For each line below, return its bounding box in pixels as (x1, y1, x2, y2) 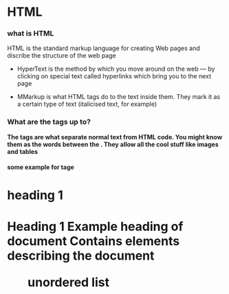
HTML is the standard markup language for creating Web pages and (7, 44, 201, 52)
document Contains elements (7, 233, 180, 249)
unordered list (27, 274, 110, 290)
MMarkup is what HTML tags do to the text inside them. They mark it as (17, 93, 221, 101)
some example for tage (7, 163, 74, 172)
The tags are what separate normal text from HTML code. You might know (7, 133, 223, 141)
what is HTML (7, 29, 54, 38)
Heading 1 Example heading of (7, 218, 184, 234)
